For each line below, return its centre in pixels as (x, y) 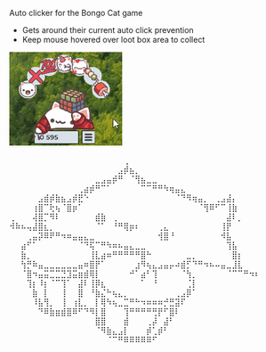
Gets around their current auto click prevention (108, 30)
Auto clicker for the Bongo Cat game (76, 13)
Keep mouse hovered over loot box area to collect (113, 40)
